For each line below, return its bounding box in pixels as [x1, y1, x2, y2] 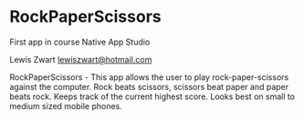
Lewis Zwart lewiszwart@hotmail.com [9, 54, 152, 65]
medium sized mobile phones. [9, 100, 123, 111]
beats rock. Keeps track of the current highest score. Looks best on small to [9, 91, 295, 102]
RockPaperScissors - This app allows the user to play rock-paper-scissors [9, 71, 289, 83]
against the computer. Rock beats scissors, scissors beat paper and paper [9, 81, 289, 92]
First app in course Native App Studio [9, 36, 151, 47]
